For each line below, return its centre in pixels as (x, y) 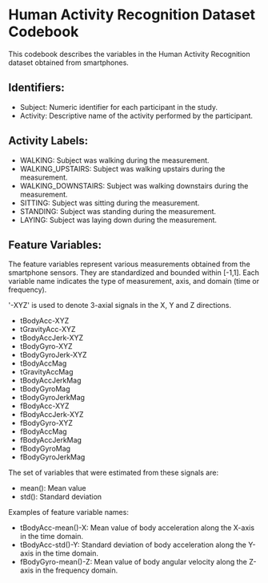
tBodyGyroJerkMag (52, 398)
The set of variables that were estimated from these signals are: (113, 473)
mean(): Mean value (53, 488)
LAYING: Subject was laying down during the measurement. (118, 220)
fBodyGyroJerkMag (52, 457)
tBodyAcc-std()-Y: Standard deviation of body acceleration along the (133, 545)
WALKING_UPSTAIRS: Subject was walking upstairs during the (122, 168)
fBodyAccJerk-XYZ (52, 415)
